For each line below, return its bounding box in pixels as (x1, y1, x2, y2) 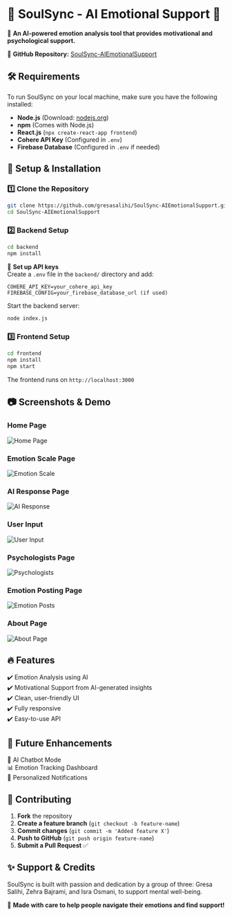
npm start (7, 363, 36, 370)
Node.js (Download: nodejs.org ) (17, 113, 109, 122)
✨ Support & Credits (7, 861, 95, 874)
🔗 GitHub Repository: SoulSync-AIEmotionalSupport (7, 50, 157, 58)
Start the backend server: (7, 302, 80, 310)
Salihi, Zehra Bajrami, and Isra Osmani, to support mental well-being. (7, 887, 202, 895)
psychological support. (7, 36, 76, 44)
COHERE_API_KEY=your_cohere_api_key (7, 284, 113, 291)
